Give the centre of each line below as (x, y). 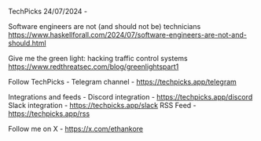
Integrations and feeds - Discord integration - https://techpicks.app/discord (130, 97)
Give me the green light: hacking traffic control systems (98, 58)
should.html (27, 43)
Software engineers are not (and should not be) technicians (105, 26)
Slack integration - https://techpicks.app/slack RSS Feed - (102, 105)
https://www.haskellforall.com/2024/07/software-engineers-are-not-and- (128, 35)
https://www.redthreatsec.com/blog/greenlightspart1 (94, 67)
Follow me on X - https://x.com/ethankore (76, 129)
